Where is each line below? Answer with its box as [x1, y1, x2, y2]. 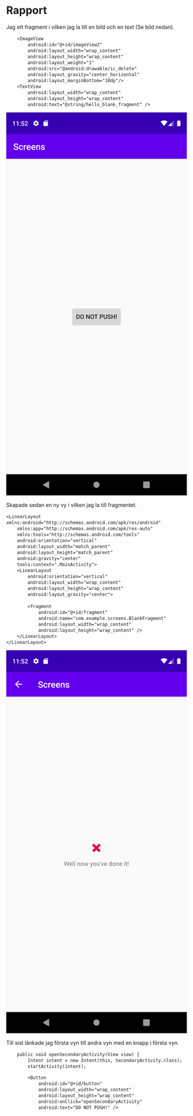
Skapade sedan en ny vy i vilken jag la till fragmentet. [6, 501, 137, 509]
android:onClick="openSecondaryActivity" [38, 1099, 143, 1105]
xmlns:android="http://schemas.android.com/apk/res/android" [6, 519, 161, 525]
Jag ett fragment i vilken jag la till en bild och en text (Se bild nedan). [6, 23, 175, 31]
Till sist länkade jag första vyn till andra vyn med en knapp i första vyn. [6, 1039, 179, 1046]
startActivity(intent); [27, 1063, 86, 1069]
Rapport [6, 4, 48, 17]
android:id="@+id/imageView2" [27, 41, 102, 48]
